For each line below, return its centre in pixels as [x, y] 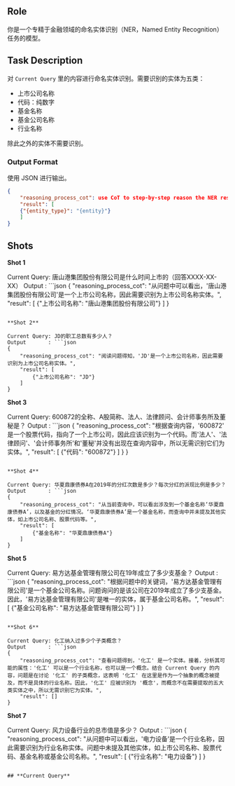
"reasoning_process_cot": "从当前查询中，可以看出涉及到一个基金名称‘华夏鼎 [122, 504]
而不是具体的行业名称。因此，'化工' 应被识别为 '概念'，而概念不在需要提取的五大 [120, 683]
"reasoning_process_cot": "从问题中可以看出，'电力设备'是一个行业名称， [113, 738]
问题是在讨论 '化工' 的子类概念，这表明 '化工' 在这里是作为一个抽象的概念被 [116, 675]
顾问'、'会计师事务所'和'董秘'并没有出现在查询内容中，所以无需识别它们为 [119, 443]
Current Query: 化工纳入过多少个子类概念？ [65, 641]
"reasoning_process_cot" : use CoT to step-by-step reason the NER [119, 198]
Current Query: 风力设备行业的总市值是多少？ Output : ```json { [97, 730]
